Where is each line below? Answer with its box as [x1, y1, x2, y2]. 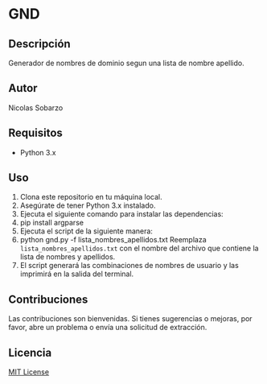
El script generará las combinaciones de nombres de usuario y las [19, 261, 239, 270]
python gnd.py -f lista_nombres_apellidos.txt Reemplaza [19, 235, 207, 245]
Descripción [8, 37, 71, 51]
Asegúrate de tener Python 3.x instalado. [19, 200, 156, 210]
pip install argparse [19, 218, 84, 228]
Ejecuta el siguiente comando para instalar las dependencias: [19, 209, 224, 219]
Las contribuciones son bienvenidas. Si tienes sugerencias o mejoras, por [8, 314, 253, 324]
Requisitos [8, 126, 63, 140]
